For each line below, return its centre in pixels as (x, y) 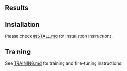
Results (17, 8)
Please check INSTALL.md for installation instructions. (59, 36)
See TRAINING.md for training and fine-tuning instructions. (64, 63)
